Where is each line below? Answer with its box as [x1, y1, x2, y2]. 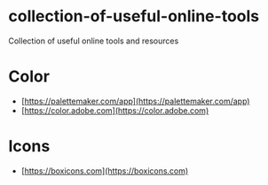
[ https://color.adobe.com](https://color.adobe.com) [20, 104, 209, 116]
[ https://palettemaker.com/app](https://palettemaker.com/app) [20, 96, 250, 106]
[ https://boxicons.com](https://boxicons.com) [20, 166, 189, 176]
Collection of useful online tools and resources [8, 35, 179, 46]
